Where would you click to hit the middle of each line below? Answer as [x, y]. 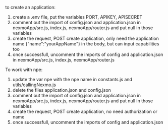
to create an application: [31, 7]
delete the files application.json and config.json [62, 90]
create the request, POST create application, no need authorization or [85, 111]
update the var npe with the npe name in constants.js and [72, 79]
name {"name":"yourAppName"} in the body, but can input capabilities [86, 44]
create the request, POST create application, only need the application [86, 38]
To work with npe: [24, 70]
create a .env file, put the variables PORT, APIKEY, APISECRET [77, 17]
